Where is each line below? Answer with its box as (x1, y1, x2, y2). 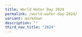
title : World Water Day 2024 (5, 7, 64, 12)
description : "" (5, 20, 38, 25)
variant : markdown (5, 16, 42, 21)
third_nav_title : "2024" (5, 25, 56, 30)
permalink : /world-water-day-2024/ (5, 12, 78, 16)
